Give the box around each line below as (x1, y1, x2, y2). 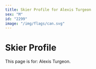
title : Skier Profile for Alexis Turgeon (5, 7, 92, 12)
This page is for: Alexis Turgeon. (5, 59, 71, 65)
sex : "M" (5, 12, 23, 17)
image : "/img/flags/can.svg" (5, 21, 65, 26)
